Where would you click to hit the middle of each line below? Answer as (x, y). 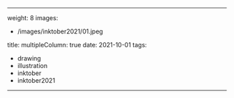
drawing (29, 58)
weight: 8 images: (33, 18)
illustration (32, 66)
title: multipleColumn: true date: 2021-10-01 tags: (77, 45)
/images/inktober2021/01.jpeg (60, 31)
